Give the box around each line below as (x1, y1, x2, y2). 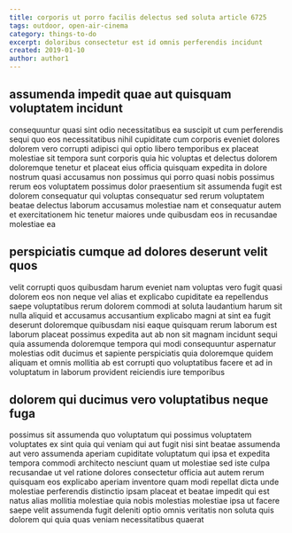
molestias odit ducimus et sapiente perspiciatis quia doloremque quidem (9, 348, 273, 358)
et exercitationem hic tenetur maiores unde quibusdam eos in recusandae (9, 209, 278, 220)
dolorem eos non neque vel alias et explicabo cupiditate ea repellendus (9, 291, 269, 302)
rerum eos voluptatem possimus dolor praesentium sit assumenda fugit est (9, 181, 282, 192)
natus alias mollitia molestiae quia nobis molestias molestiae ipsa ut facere (9, 496, 280, 506)
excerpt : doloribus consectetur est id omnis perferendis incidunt (9, 37, 264, 47)
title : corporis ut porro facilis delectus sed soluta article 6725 (9, 12, 267, 22)
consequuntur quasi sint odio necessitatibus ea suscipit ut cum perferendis (9, 124, 284, 135)
